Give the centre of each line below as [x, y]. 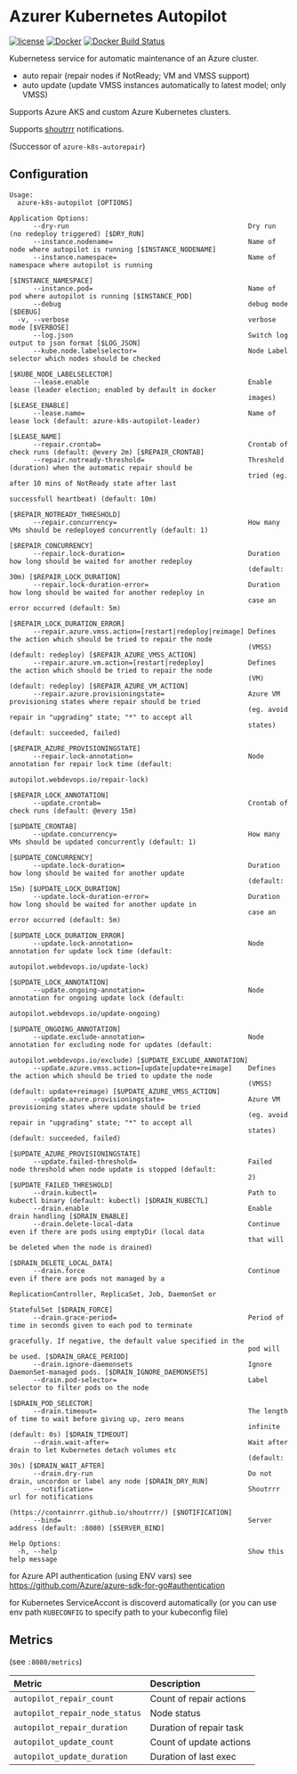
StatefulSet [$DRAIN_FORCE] [61, 1310]
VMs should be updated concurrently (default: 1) [103, 842]
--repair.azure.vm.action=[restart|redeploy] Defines [154, 662]
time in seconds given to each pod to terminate [101, 1325]
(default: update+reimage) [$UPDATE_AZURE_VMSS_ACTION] [115, 1091]
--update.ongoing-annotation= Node [148, 990]
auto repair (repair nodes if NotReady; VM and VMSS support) [136, 75]
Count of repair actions [198, 1698]
